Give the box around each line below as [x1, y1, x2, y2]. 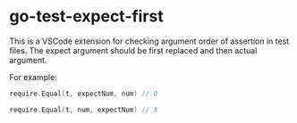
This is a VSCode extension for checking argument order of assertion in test [9, 36, 290, 46]
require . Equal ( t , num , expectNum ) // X [9, 105, 158, 114]
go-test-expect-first [9, 6, 164, 27]
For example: [9, 71, 58, 82]
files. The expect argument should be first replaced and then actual [9, 45, 258, 55]
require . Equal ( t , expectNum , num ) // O [9, 89, 158, 98]
